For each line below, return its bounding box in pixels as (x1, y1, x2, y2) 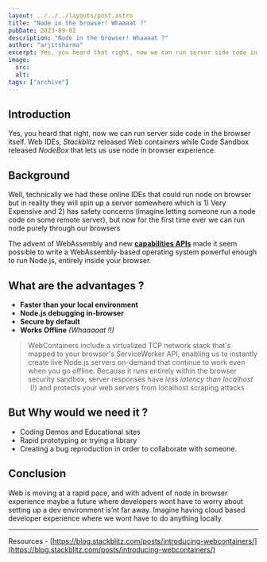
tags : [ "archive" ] (8, 78, 69, 86)
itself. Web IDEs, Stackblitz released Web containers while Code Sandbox (8, 137, 249, 147)
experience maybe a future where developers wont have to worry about (8, 496, 244, 506)
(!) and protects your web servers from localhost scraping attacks (29, 382, 245, 392)
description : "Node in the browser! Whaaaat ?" (8, 33, 169, 42)
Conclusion (8, 467, 67, 481)
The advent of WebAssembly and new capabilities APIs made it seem (8, 239, 238, 249)
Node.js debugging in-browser (19, 308, 125, 318)
